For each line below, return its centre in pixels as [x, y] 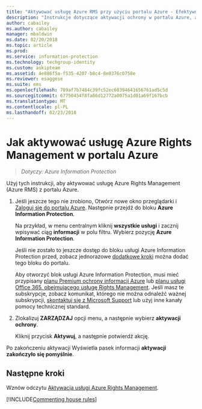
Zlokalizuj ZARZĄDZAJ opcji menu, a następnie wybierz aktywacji [98, 318]
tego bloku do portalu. [42, 263]
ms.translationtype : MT [36, 101]
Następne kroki [35, 373]
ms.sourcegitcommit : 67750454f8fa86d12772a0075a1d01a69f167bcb [87, 96]
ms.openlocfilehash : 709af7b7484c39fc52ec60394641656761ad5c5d [87, 90]
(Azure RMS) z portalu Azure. [43, 189]
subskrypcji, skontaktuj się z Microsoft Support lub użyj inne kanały [98, 300]
